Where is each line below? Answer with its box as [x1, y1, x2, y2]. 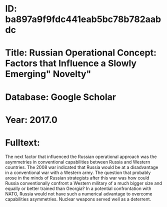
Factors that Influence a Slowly [5, 58, 136, 69]
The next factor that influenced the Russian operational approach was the [5, 153, 157, 159]
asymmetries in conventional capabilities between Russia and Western [5, 158, 150, 165]
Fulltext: [5, 137, 40, 148]
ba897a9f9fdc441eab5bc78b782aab [5, 13, 161, 25]
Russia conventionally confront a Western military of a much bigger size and [5, 180, 162, 186]
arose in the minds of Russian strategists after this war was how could [5, 174, 149, 180]
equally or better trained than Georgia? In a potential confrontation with [5, 185, 151, 191]
